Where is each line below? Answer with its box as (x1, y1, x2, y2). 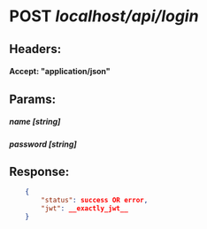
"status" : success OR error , (41, 196, 149, 205)
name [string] (9, 117, 61, 127)
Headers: (9, 42, 62, 57)
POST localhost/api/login (9, 6, 199, 27)
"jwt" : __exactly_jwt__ (41, 204, 128, 213)
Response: (9, 164, 70, 179)
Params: (9, 91, 56, 107)
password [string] (9, 139, 77, 149)
